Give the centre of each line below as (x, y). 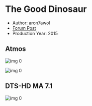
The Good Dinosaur (46, 9)
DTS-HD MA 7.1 (29, 86)
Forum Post (24, 28)
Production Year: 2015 (35, 33)
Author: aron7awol (31, 23)
